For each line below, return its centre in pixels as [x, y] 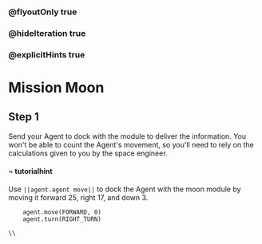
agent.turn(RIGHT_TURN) [62, 219]
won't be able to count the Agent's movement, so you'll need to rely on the [131, 144]
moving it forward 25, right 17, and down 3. [78, 197]
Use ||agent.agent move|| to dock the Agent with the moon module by [125, 189]
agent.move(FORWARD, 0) [62, 212]
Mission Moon [56, 87]
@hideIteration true [47, 33]
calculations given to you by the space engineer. [88, 153]
